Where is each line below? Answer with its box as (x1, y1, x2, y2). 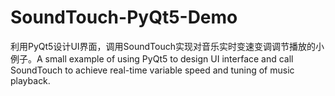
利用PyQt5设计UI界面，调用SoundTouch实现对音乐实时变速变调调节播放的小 (10, 40, 325, 52)
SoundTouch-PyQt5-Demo (10, 6, 238, 29)
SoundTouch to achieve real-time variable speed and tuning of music (10, 64, 295, 76)
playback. (10, 74, 51, 86)
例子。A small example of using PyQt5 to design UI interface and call (10, 52, 294, 65)
